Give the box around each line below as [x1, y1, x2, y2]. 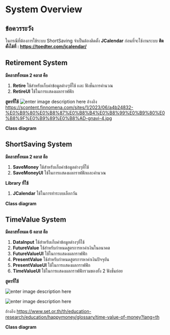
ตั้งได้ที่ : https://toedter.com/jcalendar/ [5, 44, 87, 49]
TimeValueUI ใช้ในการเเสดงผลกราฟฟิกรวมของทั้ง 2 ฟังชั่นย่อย [12, 268, 123, 274]
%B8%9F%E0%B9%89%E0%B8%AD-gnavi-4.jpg [5, 115, 112, 121]
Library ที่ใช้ [5, 180, 29, 186]
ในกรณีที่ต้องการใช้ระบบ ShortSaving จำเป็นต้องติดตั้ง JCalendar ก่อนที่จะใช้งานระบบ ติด [5, 37, 164, 44]
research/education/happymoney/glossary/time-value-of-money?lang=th [5, 314, 160, 320]
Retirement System [5, 58, 68, 67]
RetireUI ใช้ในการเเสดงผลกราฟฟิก [12, 88, 74, 94]
